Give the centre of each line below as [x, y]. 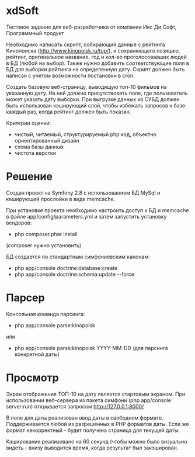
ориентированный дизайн [47, 140]
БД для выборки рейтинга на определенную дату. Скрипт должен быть [95, 69]
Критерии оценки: [29, 123]
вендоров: [19, 223]
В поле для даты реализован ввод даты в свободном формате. [85, 418]
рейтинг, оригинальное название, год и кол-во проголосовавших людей [96, 57]
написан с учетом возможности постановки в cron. [71, 75]
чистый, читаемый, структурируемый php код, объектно [85, 134]
